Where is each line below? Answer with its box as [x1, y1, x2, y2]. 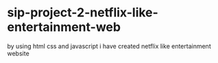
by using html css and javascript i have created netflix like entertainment [7, 42, 211, 50]
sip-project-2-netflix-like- [7, 5, 159, 21]
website [7, 49, 29, 58]
